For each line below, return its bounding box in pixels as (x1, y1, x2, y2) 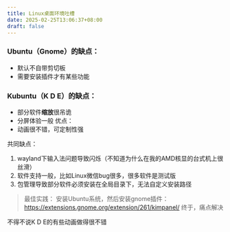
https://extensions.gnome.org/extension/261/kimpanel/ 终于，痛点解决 (23, 203, 224, 211)
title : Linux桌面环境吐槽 (7, 10, 76, 17)
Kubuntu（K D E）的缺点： (7, 91, 97, 100)
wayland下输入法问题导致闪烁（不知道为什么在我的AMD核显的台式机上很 (16, 154, 224, 162)
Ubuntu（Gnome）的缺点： (7, 47, 100, 56)
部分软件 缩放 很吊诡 (16, 108, 72, 116)
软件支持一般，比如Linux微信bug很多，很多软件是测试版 (16, 171, 176, 179)
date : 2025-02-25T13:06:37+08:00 (7, 16, 103, 23)
